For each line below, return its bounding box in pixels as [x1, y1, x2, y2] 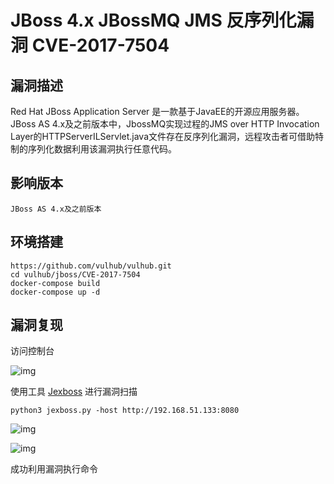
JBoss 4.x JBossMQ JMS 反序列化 [10, 9, 297, 32]
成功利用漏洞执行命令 [10, 463, 98, 475]
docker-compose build [10, 278, 101, 288]
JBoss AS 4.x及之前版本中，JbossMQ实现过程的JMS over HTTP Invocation [10, 118, 320, 130]
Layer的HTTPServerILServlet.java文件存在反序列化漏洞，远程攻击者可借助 [10, 131, 316, 142]
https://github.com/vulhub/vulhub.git [10, 261, 172, 271]
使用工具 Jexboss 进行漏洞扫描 [10, 386, 138, 398]
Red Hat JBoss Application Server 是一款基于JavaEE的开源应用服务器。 [10, 106, 305, 117]
